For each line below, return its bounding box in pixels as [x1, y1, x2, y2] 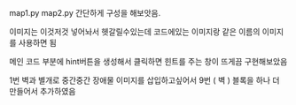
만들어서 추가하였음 [9, 86, 76, 96]
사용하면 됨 [18, 38, 58, 48]
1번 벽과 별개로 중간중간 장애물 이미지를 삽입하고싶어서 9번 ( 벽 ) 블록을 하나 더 [9, 75, 280, 86]
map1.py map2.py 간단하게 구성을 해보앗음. [9, 8, 161, 18]
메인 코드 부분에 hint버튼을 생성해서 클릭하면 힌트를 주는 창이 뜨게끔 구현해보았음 [9, 56, 288, 66]
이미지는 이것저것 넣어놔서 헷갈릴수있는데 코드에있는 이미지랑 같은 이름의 [9, 26, 261, 37]
